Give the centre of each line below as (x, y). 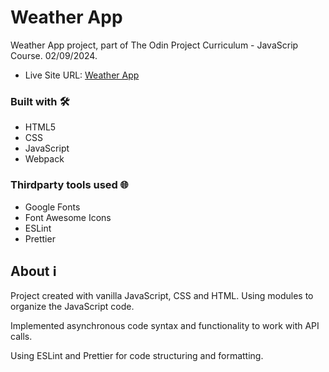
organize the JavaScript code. (72, 307)
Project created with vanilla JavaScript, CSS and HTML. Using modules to (162, 296)
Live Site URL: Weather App (82, 75)
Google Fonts (52, 207)
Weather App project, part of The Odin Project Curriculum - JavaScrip (154, 45)
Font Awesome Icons (68, 217)
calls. (21, 337)
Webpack (44, 159)
